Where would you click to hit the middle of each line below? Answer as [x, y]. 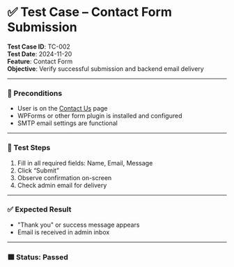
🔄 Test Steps [29, 148]
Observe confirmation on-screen [64, 177]
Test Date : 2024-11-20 [40, 54]
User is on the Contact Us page [62, 108]
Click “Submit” [38, 170]
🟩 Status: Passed [38, 257]
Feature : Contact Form [40, 61]
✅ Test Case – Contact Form [89, 12]
